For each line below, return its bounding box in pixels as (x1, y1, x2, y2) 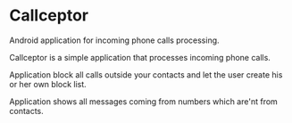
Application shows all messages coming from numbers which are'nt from (9, 95, 279, 107)
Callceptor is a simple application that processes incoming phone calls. (9, 52, 271, 62)
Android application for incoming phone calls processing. (9, 35, 221, 45)
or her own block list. (9, 78, 87, 89)
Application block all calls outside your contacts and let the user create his (9, 69, 283, 80)
